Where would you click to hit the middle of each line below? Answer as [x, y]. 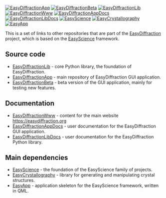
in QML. [20, 191]
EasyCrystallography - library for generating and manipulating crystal [83, 175]
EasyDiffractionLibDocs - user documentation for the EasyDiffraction [83, 136]
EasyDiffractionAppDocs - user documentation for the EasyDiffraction [84, 126]
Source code [25, 54]
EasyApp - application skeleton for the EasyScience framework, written [85, 185]
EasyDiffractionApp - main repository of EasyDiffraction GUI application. [86, 77]
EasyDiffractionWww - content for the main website [65, 115]
